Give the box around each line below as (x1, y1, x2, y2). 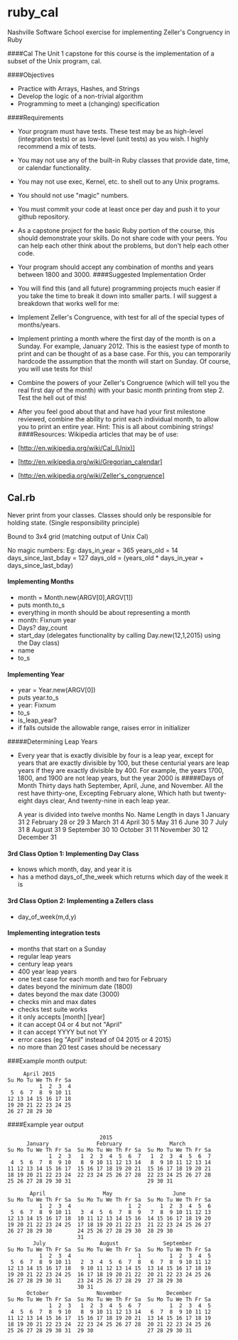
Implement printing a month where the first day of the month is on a (17, 334, 216, 342)
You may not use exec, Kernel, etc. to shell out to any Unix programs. (17, 177, 220, 186)
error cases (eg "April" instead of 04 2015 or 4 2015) (17, 1035, 172, 1043)
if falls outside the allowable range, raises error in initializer (17, 724, 190, 732)
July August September (33, 1240, 193, 1247)
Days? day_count (17, 623, 67, 632)
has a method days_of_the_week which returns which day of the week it (17, 872, 229, 881)
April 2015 (23, 1070, 55, 1077)
